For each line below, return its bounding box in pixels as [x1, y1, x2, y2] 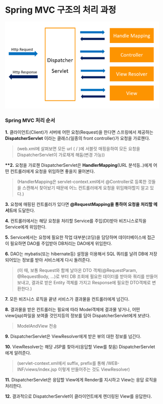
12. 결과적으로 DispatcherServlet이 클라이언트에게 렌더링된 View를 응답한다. [5, 393, 152, 399]
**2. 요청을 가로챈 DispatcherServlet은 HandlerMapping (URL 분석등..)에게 [5, 162, 152, 168]
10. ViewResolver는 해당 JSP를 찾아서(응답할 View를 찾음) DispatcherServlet [5, 343, 155, 350]
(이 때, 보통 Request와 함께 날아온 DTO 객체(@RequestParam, [17, 267, 138, 273]
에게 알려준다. [5, 350, 32, 356]
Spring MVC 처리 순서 [5, 117, 55, 124]
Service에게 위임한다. [5, 224, 47, 230]
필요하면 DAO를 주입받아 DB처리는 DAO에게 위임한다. [10, 240, 112, 246]
